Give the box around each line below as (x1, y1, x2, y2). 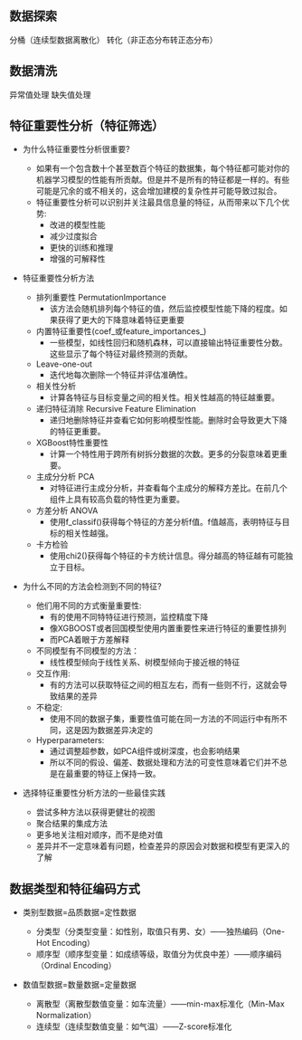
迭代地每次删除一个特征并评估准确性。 (49, 369, 193, 380)
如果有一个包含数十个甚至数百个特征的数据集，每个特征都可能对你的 (35, 163, 290, 174)
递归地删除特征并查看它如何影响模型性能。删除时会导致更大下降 (49, 415, 288, 425)
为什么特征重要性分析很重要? (22, 144, 130, 155)
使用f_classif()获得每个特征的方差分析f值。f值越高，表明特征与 (49, 517, 282, 528)
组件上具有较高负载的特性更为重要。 (49, 494, 185, 505)
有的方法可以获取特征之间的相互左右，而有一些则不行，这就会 (49, 680, 280, 691)
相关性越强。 (65, 528, 114, 539)
